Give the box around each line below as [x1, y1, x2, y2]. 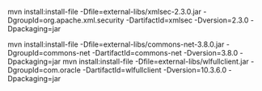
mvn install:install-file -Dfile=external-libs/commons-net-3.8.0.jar [7, 39, 225, 49]
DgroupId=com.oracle [7, 65, 82, 75]
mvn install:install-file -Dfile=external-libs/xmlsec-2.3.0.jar [7, 7, 201, 16]
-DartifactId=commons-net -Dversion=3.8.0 [91, 48, 239, 57]
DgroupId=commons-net [7, 48, 91, 57]
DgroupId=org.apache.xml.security [7, 15, 125, 25]
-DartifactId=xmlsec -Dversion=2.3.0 [125, 15, 249, 25]
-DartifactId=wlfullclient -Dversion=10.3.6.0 [82, 65, 227, 75]
